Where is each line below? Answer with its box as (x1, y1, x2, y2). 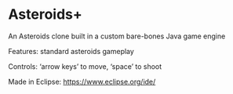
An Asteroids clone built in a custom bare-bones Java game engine (8, 31, 226, 41)
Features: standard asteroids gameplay (8, 46, 135, 56)
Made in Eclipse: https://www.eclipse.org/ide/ (8, 77, 156, 86)
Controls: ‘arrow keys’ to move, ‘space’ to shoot (8, 61, 162, 71)
